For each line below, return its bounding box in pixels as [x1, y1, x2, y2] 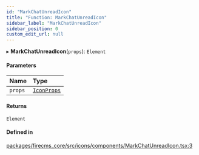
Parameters [6, 62, 36, 69]
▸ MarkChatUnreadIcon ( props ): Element [6, 48, 106, 55]
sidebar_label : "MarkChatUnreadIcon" [6, 20, 102, 26]
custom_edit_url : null [6, 31, 64, 37]
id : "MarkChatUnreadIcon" [6, 8, 72, 15]
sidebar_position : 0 [6, 25, 59, 32]
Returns [6, 102, 27, 109]
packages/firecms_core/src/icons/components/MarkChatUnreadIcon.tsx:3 [6, 142, 193, 149]
